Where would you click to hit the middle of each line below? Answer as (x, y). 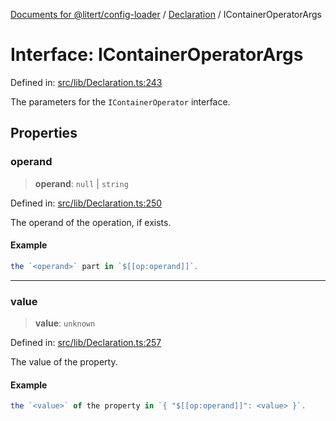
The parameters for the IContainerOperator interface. (120, 101)
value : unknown (65, 323)
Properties (44, 133)
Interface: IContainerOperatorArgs (157, 55)
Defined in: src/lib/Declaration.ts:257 (86, 342)
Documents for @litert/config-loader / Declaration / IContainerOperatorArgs (166, 14)
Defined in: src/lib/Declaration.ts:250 (86, 203)
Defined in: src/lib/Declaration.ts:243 (86, 82)
